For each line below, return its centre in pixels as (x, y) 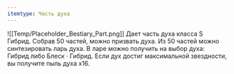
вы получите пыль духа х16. (49, 63)
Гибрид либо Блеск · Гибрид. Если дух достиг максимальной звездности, (117, 56)
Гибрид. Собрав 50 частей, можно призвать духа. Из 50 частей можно (114, 41)
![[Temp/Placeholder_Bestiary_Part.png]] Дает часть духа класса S (105, 34)
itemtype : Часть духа (39, 14)
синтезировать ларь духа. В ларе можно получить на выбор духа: (106, 48)
